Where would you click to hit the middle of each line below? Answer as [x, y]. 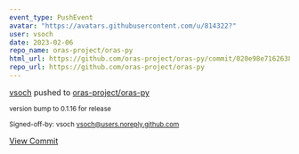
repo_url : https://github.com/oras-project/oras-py [107, 68]
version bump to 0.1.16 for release [60, 109]
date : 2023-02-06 [41, 42]
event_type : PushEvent [51, 17]
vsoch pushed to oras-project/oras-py [79, 92]
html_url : [28, 59]
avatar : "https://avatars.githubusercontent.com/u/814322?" [123, 26]
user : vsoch [31, 34]
